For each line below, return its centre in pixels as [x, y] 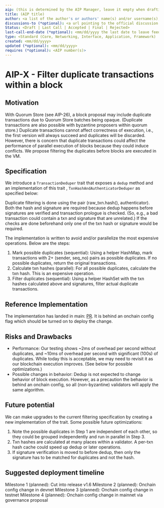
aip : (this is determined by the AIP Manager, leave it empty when [75, 10]
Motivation [22, 103]
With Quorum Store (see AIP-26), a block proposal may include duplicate [78, 115]
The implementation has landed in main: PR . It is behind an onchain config [80, 316]
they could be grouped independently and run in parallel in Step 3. [79, 436]
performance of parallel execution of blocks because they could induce [77, 146]
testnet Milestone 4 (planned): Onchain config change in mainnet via [74, 495]
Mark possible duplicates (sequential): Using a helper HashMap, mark [82, 253]
